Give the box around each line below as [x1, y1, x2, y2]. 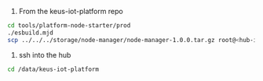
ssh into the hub [18, 50, 71, 59]
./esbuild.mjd [7, 29, 54, 37]
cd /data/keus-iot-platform [7, 65, 100, 73]
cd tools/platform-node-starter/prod [7, 22, 131, 30]
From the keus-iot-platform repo [18, 7, 123, 16]
